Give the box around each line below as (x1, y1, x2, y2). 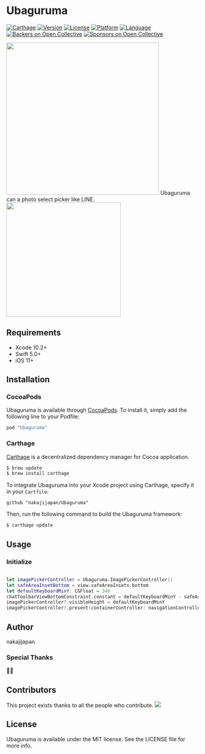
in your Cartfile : (6, 488, 49, 496)
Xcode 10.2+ (15, 344, 48, 351)
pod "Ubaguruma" (6, 425, 48, 431)
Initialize (6, 557, 32, 566)
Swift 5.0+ (15, 350, 41, 357)
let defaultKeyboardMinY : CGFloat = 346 (6, 588, 111, 594)
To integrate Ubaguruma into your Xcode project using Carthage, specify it (6, 482, 194, 489)
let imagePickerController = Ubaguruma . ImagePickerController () (6, 577, 173, 583)
